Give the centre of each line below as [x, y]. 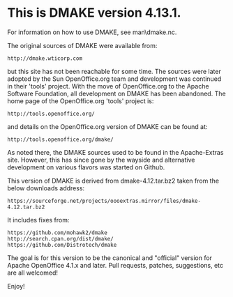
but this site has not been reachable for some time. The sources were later [114, 71]
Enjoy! [16, 286]
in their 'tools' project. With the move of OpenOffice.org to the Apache [108, 86]
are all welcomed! [32, 273]
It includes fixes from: [38, 220]
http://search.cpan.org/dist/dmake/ [60, 238]
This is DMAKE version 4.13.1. [94, 13]
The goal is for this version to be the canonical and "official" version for [110, 258]
